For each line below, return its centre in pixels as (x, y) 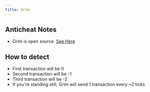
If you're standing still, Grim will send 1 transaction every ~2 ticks (78, 85)
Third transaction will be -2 (40, 79)
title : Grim (17, 10)
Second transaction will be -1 (42, 74)
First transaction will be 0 (38, 69)
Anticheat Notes (31, 30)
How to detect (27, 57)
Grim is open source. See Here (44, 41)
